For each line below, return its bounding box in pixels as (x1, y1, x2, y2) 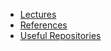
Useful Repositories (19, 30, 102, 41)
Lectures (19, 9, 57, 20)
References (19, 19, 68, 31)
